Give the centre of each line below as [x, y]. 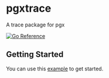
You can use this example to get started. [55, 69]
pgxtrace [29, 9]
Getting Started [35, 55]
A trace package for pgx [35, 25]
